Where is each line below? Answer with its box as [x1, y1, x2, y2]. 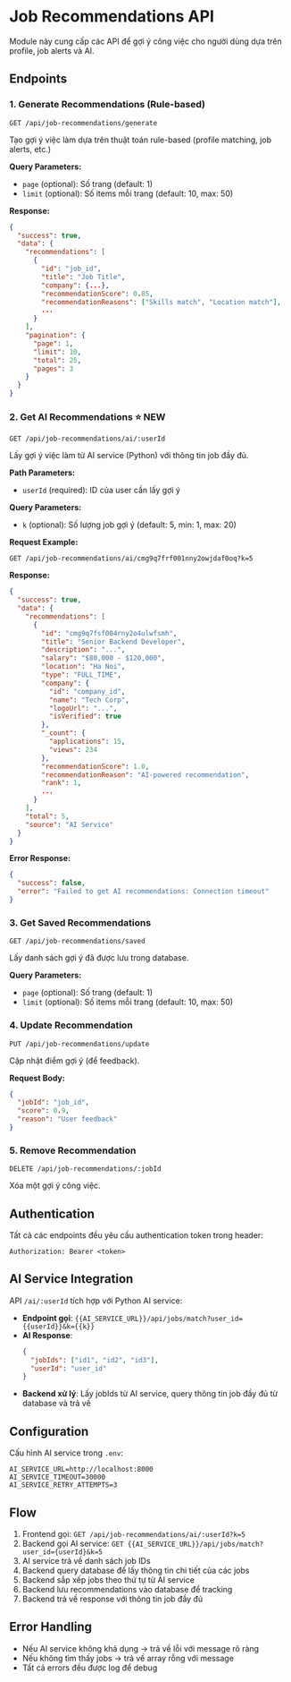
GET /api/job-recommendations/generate [9, 118, 158, 127]
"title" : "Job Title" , [41, 272, 126, 281]
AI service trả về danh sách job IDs [21, 1555, 151, 1566]
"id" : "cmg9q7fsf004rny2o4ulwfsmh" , [41, 628, 178, 637]
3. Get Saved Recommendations [9, 916, 152, 928]
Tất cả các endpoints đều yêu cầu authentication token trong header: [9, 1230, 263, 1241]
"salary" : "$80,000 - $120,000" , [41, 653, 166, 663]
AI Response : [21, 1329, 73, 1340]
